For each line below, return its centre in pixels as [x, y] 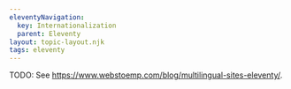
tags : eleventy [37, 50]
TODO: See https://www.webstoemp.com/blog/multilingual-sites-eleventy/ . [146, 75]
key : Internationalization [67, 26]
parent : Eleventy [49, 33]
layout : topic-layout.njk [57, 42]
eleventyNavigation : [47, 17]
